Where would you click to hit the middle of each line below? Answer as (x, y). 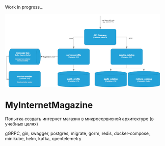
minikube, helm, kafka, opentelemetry (43, 138)
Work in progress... (24, 7)
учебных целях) (22, 124)
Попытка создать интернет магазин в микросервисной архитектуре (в (79, 119)
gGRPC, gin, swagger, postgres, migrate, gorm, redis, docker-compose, (78, 133)
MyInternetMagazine (49, 105)
